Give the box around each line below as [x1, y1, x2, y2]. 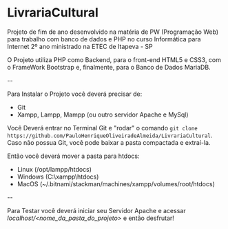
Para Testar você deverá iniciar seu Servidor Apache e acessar [7, 206, 186, 215]
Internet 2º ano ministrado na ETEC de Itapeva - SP [7, 42, 153, 50]
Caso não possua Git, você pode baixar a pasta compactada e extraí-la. [7, 138, 211, 146]
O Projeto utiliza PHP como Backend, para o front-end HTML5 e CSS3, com [7, 55, 222, 63]
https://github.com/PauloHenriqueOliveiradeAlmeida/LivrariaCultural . [7, 131, 213, 139]
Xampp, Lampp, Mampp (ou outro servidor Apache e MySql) [17, 110, 189, 119]
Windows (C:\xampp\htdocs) [17, 172, 99, 181]
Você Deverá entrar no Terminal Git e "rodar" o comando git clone [7, 123, 198, 132]
